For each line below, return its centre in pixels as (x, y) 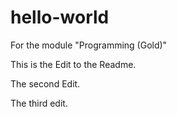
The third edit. (39, 103)
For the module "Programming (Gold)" (89, 45)
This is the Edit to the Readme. (73, 64)
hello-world (60, 17)
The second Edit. (45, 83)
